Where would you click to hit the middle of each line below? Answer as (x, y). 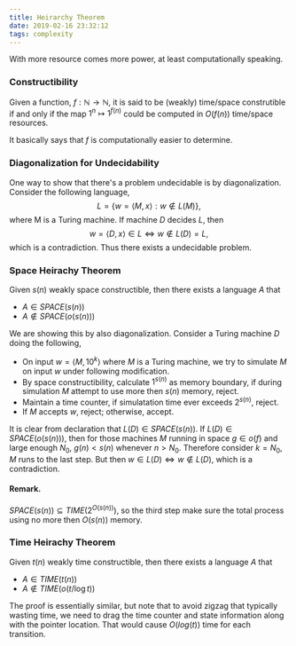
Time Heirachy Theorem (62, 542)
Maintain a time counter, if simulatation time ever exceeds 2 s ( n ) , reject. (150, 402)
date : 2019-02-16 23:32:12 (59, 26)
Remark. (25, 489)
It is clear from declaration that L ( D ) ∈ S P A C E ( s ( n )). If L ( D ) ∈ (121, 429)
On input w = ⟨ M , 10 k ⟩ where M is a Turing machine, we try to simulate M (154, 360)
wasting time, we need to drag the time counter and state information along (147, 615)
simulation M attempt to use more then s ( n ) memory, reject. (130, 391)
